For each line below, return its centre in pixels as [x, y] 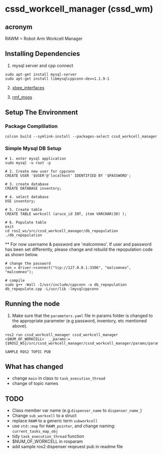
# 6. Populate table [26, 222]
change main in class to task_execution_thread [59, 378]
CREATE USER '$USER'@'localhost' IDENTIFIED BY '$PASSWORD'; [68, 175]
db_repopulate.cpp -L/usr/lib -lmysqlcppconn [52, 289]
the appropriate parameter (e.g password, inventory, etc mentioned [79, 321]
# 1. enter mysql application [36, 158]
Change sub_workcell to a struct [44, 416]
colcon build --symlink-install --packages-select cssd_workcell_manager [81, 136]
